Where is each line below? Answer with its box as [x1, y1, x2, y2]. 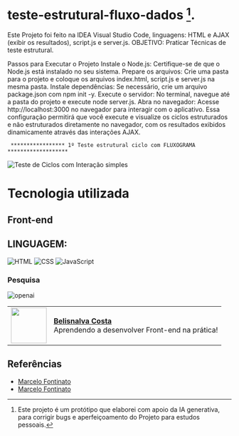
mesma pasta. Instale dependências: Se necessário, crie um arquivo [7, 83, 208, 91]
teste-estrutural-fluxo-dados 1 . [7, 4, 196, 24]
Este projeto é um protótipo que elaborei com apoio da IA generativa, [17, 405, 221, 414]
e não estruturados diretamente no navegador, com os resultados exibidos [7, 121, 226, 129]
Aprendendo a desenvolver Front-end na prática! [53, 325, 218, 335]
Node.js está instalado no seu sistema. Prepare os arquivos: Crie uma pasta [7, 67, 229, 76]
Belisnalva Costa [53, 315, 112, 325]
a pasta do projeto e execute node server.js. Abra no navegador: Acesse [7, 98, 220, 106]
